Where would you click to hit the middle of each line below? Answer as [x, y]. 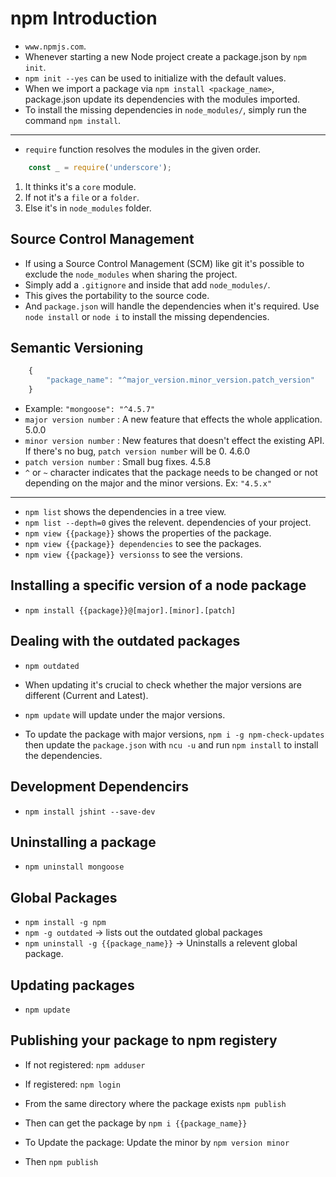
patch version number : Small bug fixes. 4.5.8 [118, 462]
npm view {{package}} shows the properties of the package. [148, 533]
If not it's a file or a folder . [82, 197]
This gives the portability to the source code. [117, 295]
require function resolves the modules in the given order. [143, 149]
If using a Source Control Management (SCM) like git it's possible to [164, 263]
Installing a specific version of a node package [158, 585]
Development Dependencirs [99, 787]
